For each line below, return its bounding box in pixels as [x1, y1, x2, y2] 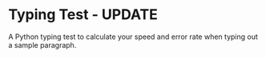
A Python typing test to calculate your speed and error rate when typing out [8, 32, 259, 41]
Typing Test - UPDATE [8, 6, 159, 24]
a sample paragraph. [8, 40, 77, 49]
